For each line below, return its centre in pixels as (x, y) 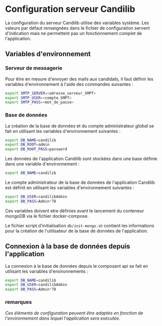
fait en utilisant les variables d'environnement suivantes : (63, 131)
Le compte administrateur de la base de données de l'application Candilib (80, 183)
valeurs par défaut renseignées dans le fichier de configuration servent (78, 28)
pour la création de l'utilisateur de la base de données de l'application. (77, 231)
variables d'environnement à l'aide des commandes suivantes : (69, 84)
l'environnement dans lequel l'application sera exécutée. (63, 318)
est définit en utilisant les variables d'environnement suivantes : (70, 188)
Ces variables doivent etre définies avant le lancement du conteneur (75, 210)
